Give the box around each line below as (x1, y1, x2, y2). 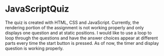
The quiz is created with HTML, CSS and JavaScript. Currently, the (5, 19, 139, 25)
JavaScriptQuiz (5, 3, 69, 15)
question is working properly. (5, 45, 64, 51)
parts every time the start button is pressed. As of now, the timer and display (5, 40, 159, 46)
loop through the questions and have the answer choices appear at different (5, 35, 158, 41)
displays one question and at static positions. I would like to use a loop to (5, 30, 152, 36)
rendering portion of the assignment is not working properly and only (5, 24, 144, 30)
